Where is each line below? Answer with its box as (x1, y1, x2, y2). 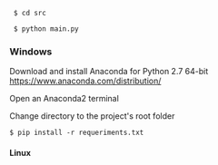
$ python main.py (13, 24, 79, 34)
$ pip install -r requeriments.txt (9, 128, 144, 138)
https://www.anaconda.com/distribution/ (9, 75, 162, 86)
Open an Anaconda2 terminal (9, 93, 120, 104)
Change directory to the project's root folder (9, 111, 175, 121)
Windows (9, 45, 53, 58)
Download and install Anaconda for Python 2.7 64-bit (9, 66, 209, 77)
